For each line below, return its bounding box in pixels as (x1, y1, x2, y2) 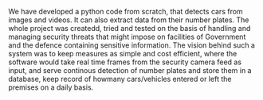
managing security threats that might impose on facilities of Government (8, 32, 246, 41)
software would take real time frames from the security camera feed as (8, 57, 241, 67)
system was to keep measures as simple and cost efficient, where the (8, 49, 237, 58)
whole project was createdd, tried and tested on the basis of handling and (8, 24, 251, 33)
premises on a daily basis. (8, 83, 94, 92)
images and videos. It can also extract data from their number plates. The (8, 15, 249, 25)
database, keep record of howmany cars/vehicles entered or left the (8, 75, 232, 83)
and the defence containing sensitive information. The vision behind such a (8, 40, 255, 50)
